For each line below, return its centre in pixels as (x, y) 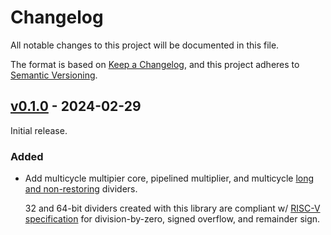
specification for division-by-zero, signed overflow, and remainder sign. (172, 219)
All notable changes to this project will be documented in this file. (145, 45)
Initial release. (39, 130)
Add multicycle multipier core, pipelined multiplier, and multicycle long (169, 178)
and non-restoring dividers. (81, 189)
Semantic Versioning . (54, 75)
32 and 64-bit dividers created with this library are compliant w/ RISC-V (172, 208)
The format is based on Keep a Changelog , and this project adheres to (155, 64)
